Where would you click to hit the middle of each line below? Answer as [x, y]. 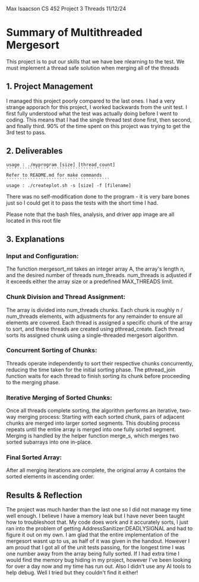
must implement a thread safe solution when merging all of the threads [93, 68]
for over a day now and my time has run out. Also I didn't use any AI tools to [99, 567]
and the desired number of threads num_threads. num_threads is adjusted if [99, 275]
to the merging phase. [33, 382]
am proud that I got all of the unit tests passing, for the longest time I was [96, 548]
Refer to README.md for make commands [54, 175]
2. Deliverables [35, 151]
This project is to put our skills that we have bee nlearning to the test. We [95, 61]
